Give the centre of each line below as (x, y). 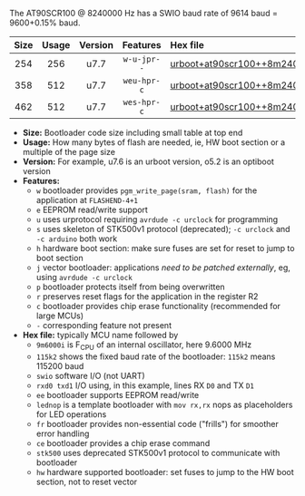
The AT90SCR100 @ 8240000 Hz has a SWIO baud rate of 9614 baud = (144, 13)
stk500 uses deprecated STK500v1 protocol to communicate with (158, 452)
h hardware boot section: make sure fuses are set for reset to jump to (165, 248)
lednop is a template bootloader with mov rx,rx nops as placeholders (164, 404)
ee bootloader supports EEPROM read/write (118, 394)
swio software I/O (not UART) (90, 375)
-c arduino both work (77, 238)
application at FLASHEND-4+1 (87, 200)
